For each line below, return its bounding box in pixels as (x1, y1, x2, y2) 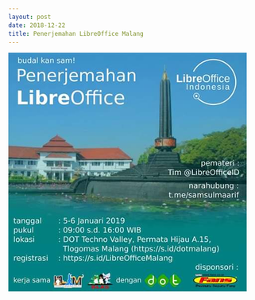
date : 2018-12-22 (8, 21, 66, 29)
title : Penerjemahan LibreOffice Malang (8, 29, 145, 37)
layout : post (8, 13, 52, 21)
